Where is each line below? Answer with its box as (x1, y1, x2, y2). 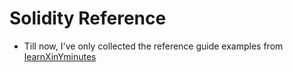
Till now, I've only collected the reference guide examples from (23, 40, 284, 52)
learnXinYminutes (23, 50, 97, 62)
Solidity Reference (9, 7, 167, 30)
